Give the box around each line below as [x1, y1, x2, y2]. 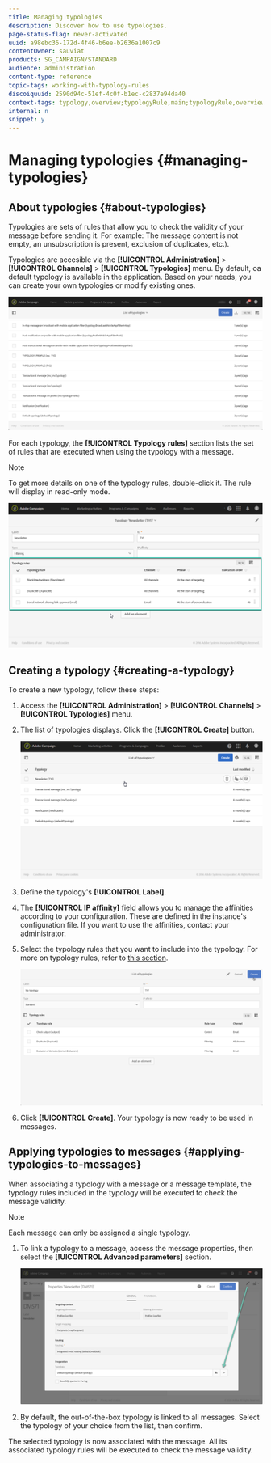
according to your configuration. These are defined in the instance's [19, 911, 248, 921]
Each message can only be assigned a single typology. [8, 1228, 191, 1237]
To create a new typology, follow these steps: [8, 685, 160, 695]
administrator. [19, 928, 66, 938]
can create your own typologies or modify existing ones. [8, 281, 196, 290]
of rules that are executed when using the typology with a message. [8, 447, 234, 457]
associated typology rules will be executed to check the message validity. [8, 1444, 253, 1455]
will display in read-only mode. [8, 487, 110, 497]
